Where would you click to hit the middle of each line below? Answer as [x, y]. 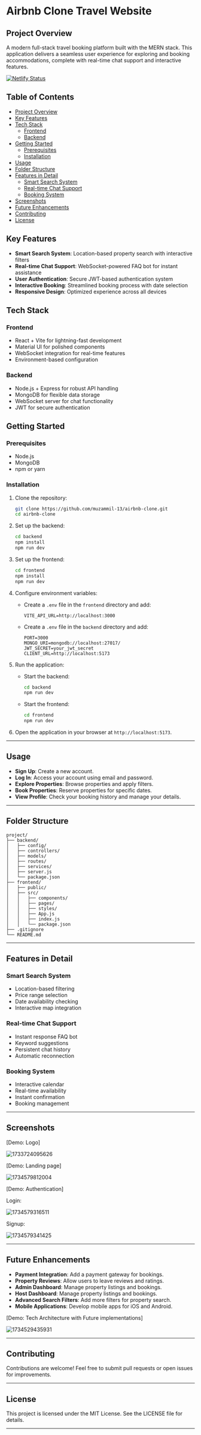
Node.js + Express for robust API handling [66, 388]
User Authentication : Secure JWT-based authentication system [94, 279]
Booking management [42, 1103]
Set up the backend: [40, 526]
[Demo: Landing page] [34, 1166]
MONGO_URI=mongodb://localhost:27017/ [72, 643]
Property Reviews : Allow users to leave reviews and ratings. [89, 1281]
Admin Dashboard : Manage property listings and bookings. [88, 1287]
